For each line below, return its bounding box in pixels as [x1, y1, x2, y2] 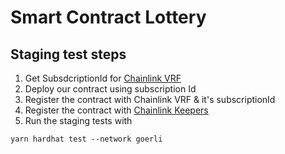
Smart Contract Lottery [10, 6, 207, 29]
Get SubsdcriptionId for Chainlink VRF [24, 72, 182, 84]
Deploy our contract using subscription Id [24, 83, 197, 95]
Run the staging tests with [24, 115, 133, 126]
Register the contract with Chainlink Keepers [24, 104, 209, 116]
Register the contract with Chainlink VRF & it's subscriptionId [24, 94, 276, 105]
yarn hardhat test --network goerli [10, 134, 163, 144]
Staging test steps [10, 46, 127, 63]
